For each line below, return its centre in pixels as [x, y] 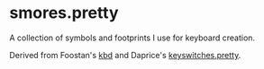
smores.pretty [64, 13]
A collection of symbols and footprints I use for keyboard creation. [132, 38]
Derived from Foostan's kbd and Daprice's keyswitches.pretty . [125, 55]
